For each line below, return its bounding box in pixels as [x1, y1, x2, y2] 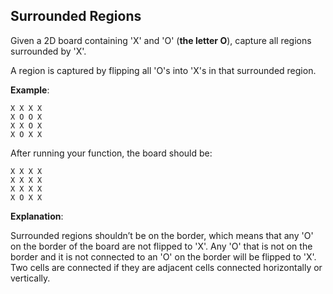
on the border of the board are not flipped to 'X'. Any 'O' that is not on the [10, 240, 313, 252]
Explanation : [10, 210, 64, 222]
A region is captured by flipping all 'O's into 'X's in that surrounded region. [10, 64, 317, 76]
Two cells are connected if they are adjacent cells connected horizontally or [10, 261, 323, 273]
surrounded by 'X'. [10, 45, 87, 57]
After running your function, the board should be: [10, 147, 213, 159]
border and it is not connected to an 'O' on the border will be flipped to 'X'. [10, 250, 317, 263]
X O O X [10, 112, 43, 122]
